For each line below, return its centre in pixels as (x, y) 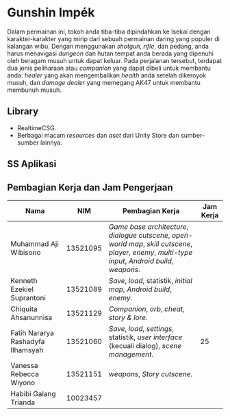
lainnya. (51, 143)
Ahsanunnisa (31, 317)
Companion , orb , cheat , (146, 308)
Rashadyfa (28, 341)
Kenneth (24, 280)
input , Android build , (141, 260)
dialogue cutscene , (139, 235)
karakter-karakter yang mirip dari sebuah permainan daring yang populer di (114, 38)
